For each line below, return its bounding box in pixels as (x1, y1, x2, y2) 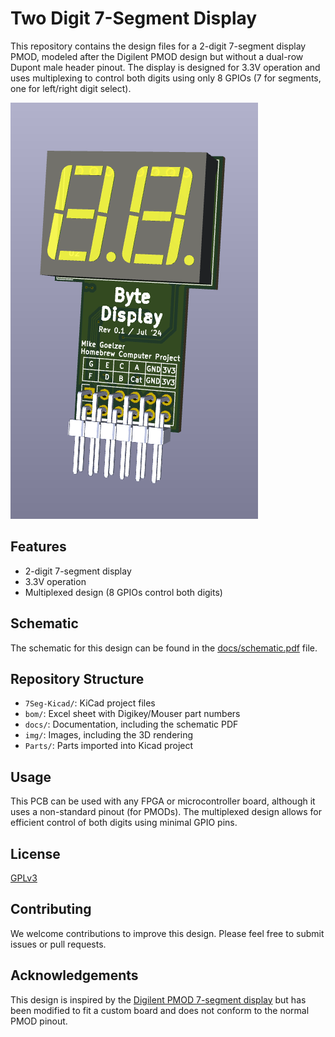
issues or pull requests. (10, 938, 107, 950)
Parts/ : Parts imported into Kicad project (24, 740, 194, 752)
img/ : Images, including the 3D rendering (24, 729, 193, 741)
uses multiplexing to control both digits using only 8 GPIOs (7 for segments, (10, 72, 322, 84)
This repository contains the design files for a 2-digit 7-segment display (10, 40, 307, 52)
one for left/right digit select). (10, 82, 132, 94)
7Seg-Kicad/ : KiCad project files (24, 697, 156, 709)
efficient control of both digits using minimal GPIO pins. (10, 817, 238, 829)
